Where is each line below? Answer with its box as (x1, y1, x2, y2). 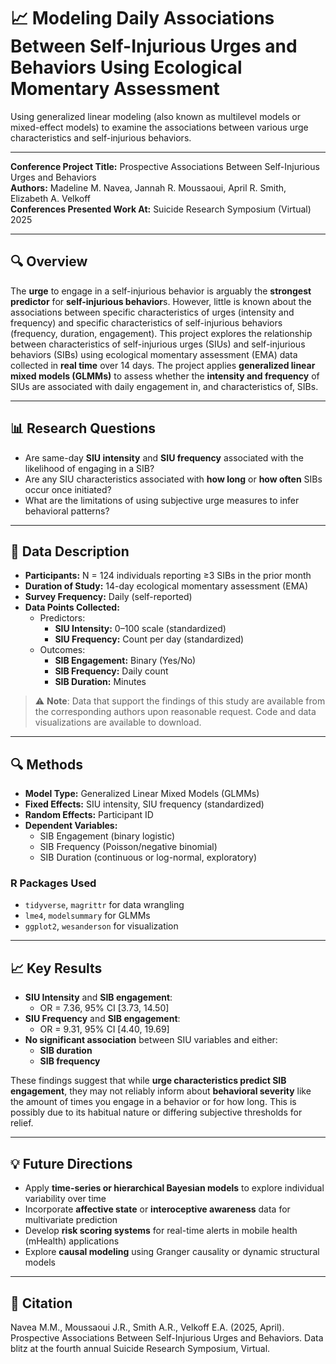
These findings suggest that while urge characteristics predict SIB (10, 1075, 287, 1087)
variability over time (24, 1193, 107, 1205)
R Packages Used (10, 876, 97, 890)
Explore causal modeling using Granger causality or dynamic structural (24, 1246, 320, 1258)
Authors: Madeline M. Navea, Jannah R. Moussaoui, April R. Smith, (10, 181, 287, 194)
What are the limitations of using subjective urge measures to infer (24, 494, 300, 506)
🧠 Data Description (10, 543, 130, 560)
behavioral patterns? (24, 505, 110, 517)
